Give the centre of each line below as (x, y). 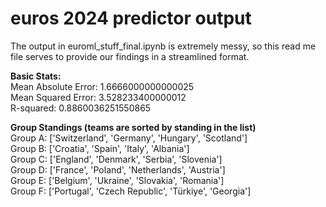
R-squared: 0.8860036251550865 (81, 108)
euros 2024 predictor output (131, 18)
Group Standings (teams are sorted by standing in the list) (133, 127)
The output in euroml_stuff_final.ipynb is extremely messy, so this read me (163, 46)
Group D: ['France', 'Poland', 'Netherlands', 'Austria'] (118, 169)
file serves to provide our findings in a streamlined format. (130, 56)
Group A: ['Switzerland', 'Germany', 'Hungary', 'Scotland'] (129, 138)
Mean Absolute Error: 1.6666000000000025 (102, 86)
